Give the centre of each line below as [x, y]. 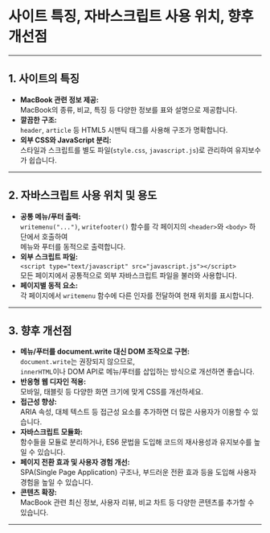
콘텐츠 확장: [39, 493]
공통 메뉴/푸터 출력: [50, 216]
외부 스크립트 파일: [49, 256]
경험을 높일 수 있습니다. [57, 482]
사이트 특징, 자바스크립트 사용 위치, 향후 [131, 17]
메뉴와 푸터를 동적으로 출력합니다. [73, 246]
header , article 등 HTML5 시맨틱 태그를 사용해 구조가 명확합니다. [124, 130]
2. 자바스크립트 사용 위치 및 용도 [83, 195]
